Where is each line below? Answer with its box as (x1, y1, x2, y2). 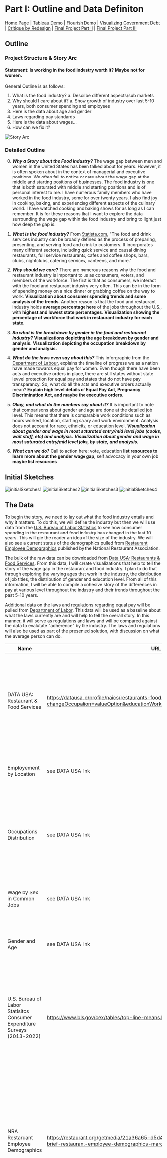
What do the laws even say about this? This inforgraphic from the (12, 355, 150, 361)
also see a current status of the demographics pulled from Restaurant (5, 540, 148, 546)
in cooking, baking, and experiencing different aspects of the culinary (12, 200, 155, 206)
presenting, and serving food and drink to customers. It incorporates (12, 241, 153, 247)
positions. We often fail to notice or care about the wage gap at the (12, 174, 150, 179)
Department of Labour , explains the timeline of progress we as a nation (12, 360, 158, 366)
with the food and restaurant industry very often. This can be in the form (12, 282, 161, 289)
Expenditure (7, 1020, 36, 1027)
